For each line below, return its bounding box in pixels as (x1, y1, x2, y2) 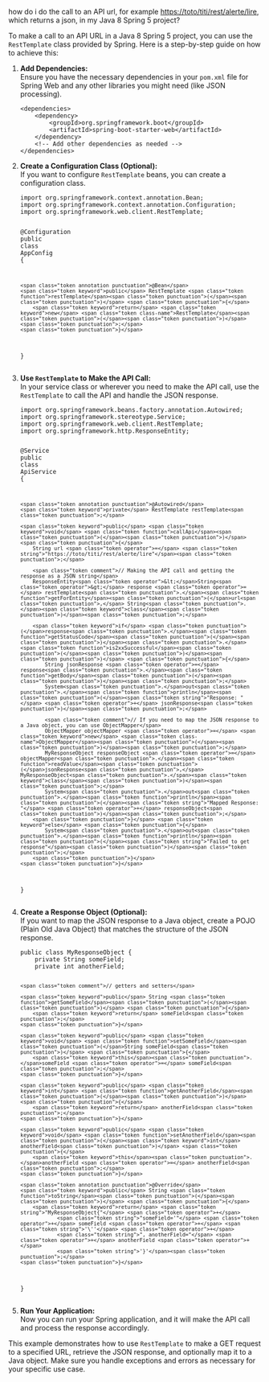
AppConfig (19, 249, 54, 257)
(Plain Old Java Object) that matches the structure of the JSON (19, 924, 229, 934)
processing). (19, 89, 63, 99)
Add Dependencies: (19, 64, 88, 73)
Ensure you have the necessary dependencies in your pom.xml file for (19, 72, 249, 81)
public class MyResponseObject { (19, 948, 132, 956)
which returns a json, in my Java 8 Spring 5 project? (8, 15, 181, 25)
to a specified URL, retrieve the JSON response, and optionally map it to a (8, 1347, 253, 1356)
